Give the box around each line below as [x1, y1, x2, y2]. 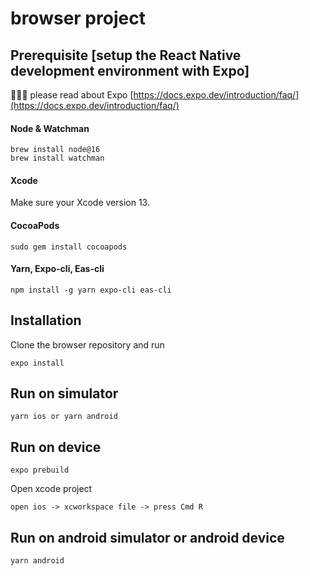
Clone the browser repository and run [10, 338, 165, 351]
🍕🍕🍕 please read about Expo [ [10, 89, 134, 101]
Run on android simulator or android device [10, 529, 285, 546]
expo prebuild [10, 465, 70, 476]
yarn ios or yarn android [10, 412, 118, 422]
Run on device [10, 438, 102, 456]
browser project [10, 7, 146, 30]
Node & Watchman [10, 122, 90, 134]
